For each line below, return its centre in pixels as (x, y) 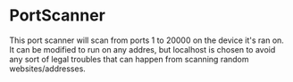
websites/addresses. (48, 69)
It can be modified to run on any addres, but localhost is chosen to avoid (142, 49)
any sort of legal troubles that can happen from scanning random (129, 59)
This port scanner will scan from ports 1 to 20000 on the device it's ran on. (146, 40)
